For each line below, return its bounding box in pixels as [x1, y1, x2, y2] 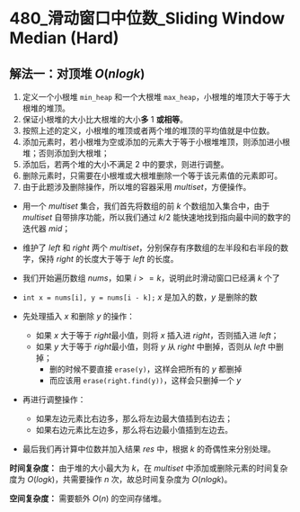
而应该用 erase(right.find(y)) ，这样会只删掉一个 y [49, 375, 242, 385]
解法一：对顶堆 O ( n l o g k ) [9, 66, 146, 81]
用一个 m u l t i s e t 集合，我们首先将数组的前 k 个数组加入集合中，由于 [22, 201, 270, 211]
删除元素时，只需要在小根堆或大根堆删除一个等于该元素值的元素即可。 [22, 170, 283, 181]
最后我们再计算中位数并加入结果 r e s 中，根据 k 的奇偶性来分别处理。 [22, 444, 276, 454]
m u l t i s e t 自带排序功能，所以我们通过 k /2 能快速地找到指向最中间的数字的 [22, 212, 292, 222]
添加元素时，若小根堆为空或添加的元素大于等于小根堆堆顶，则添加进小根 [22, 137, 290, 147]
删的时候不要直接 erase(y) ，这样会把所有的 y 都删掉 [49, 364, 243, 374]
